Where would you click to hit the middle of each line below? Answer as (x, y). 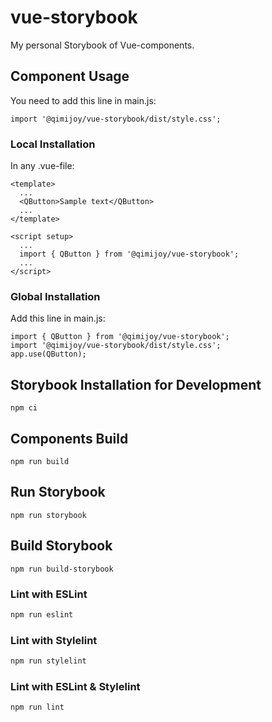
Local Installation (53, 144)
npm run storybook (48, 515)
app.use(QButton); (48, 354)
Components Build (69, 438)
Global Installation (55, 296)
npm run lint (37, 707)
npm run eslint (42, 614)
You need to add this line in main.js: (83, 100)
